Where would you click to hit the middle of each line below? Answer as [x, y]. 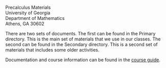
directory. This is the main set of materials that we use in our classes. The [83, 39]
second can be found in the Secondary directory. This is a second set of [81, 44]
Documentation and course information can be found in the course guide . [83, 60]
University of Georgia [28, 13]
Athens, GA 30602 [25, 24]
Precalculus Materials [28, 7]
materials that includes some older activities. [53, 50]
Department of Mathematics [35, 18]
